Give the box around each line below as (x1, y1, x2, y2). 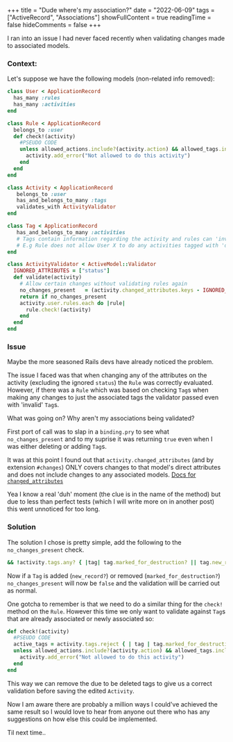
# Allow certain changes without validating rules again (19, 281, 188, 288)
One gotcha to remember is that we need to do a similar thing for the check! (7, 600, 223, 608)
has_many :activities (13, 101, 76, 108)
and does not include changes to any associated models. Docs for (7, 470, 196, 479)
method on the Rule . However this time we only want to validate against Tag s (7, 607, 226, 616)
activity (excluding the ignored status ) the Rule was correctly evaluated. (7, 379, 214, 387)
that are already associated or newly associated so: (7, 614, 155, 623)
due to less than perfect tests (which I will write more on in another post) (7, 497, 215, 506)
